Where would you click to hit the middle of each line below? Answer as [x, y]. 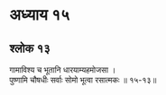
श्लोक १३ [30, 48]
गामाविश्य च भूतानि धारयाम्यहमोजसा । [63, 70]
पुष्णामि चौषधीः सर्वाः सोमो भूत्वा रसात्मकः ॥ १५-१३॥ [83, 80]
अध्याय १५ [40, 15]
